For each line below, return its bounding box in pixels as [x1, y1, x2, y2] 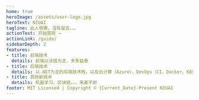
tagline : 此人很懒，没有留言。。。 [6, 25, 79, 31]
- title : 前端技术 [6, 52, 49, 58]
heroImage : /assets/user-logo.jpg [6, 14, 92, 20]
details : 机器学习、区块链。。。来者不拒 [11, 80, 98, 86]
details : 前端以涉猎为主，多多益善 [11, 58, 89, 64]
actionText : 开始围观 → [6, 31, 61, 36]
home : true [6, 8, 33, 15]
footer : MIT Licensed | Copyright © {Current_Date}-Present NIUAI [6, 85, 174, 91]
